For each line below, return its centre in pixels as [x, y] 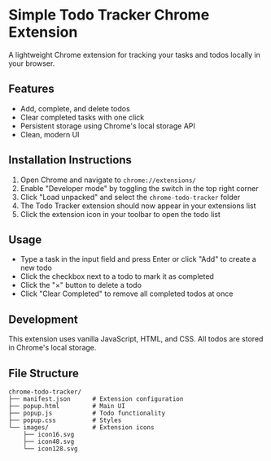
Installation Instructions [70, 160]
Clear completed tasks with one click [82, 117]
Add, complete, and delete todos [75, 108]
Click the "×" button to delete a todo [81, 285]
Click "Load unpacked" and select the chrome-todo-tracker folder [130, 197]
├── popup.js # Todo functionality [87, 413]
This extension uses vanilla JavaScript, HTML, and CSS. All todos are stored [136, 339]
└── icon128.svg [51, 449]
